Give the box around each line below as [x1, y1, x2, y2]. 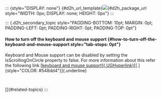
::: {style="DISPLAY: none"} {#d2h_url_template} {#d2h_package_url [5, 5, 147, 11]
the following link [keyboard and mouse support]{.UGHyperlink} [5, 62, 134, 68]
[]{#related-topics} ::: [5, 87, 48, 93]
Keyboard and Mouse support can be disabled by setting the [5, 52, 128, 58]
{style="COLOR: [5, 68, 38, 74]
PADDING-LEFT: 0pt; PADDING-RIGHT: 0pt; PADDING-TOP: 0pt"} [5, 25, 136, 31]
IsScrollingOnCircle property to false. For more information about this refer [5, 58, 156, 63]
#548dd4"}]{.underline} [38, 68, 87, 74]
